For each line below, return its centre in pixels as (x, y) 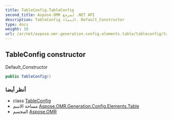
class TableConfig (32, 101)
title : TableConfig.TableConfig (40, 10)
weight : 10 (17, 29)
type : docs (17, 24)
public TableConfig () (28, 76)
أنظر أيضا (16, 89)
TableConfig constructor (46, 55)
